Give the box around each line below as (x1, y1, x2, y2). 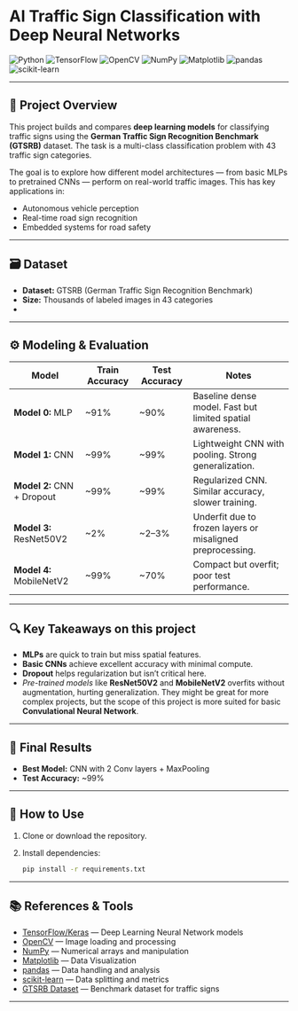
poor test (192, 569, 231, 582)
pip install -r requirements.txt (21, 865, 146, 874)
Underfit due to (192, 511, 257, 523)
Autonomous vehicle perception (21, 202, 139, 214)
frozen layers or (192, 521, 259, 534)
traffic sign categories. (9, 149, 92, 161)
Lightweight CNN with (192, 437, 285, 450)
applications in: (9, 185, 65, 196)
